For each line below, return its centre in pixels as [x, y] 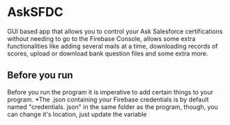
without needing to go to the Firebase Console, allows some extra [101, 38]
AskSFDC [36, 12]
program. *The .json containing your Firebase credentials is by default [108, 99]
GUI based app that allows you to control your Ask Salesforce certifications [115, 31]
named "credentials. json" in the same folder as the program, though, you [113, 107]
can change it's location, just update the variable [77, 114]
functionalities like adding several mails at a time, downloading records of [113, 46]
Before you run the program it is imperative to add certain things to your [110, 92]
